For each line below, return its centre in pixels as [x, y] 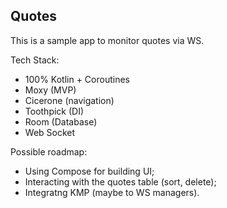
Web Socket [50, 132]
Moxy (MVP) [50, 90]
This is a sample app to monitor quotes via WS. [107, 40]
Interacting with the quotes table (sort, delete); [120, 181]
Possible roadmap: [49, 151]
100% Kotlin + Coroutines [77, 79]
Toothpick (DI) [54, 111]
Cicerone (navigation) [69, 100]
